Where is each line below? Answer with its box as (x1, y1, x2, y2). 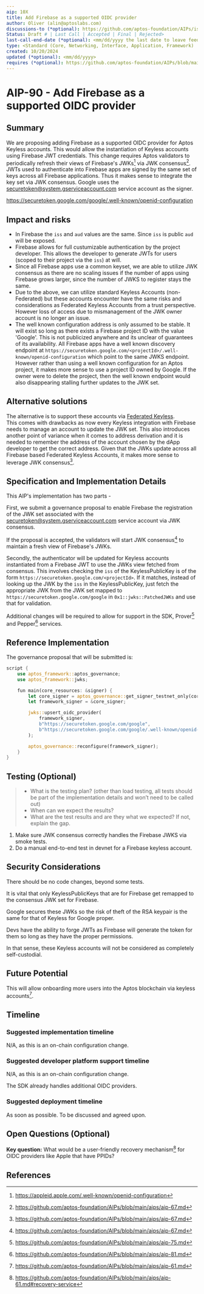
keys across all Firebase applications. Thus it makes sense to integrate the (6, 172, 192, 180)
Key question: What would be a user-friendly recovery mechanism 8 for (6, 1145, 185, 1153)
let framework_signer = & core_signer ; (28, 699, 126, 705)
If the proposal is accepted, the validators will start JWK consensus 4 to (6, 535, 184, 543)
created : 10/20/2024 (6, 49, 59, 55)
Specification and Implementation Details (6, 476, 166, 486)
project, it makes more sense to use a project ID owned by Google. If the (15, 365, 197, 373)
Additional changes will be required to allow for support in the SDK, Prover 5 (6, 611, 195, 620)
